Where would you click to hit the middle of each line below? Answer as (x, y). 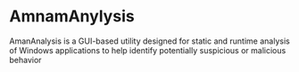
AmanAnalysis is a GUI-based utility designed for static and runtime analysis (149, 41)
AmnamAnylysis (72, 16)
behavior (25, 60)
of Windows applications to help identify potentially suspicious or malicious (148, 50)
